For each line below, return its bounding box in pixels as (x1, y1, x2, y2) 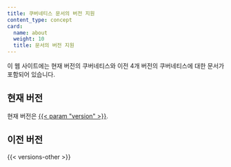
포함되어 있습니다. (7, 70, 56, 78)
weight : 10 (13, 36, 45, 43)
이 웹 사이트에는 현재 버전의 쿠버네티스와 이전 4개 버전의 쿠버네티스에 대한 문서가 (7, 62, 225, 69)
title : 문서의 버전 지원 (13, 42, 74, 49)
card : (7, 23, 23, 30)
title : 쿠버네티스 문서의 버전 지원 (7, 10, 95, 17)
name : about (13, 29, 48, 36)
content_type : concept (7, 16, 72, 23)
